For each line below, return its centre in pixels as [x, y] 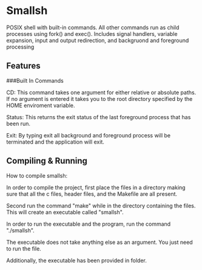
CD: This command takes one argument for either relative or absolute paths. [101, 92]
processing [20, 47]
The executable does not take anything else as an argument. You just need [99, 242]
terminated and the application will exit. [56, 142]
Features [23, 66]
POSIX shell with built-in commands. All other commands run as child [93, 27]
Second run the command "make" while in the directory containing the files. [101, 206]
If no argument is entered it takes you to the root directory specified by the [99, 99]
